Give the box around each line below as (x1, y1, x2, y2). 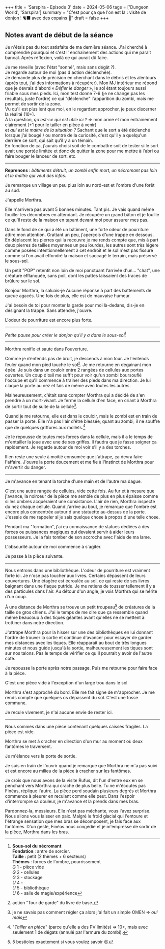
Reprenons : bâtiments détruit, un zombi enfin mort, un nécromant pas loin (5, 167, 157, 173)
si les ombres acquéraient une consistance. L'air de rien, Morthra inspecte (5, 499, 156, 505)
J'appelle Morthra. (5, 197, 43, 203)
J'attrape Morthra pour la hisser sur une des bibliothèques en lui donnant (5, 629, 153, 635)
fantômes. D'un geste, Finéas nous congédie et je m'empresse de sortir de (5, 824, 156, 830)
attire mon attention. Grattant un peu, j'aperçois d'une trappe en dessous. (5, 232, 154, 237)
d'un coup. (5, 594, 27, 600)
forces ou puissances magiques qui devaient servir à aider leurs (5, 529, 135, 535)
